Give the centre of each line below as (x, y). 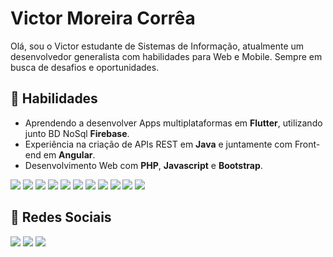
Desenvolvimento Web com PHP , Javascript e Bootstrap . (143, 165)
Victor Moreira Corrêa (103, 18)
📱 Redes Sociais (61, 217)
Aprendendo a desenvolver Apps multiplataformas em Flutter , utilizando (173, 123)
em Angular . (69, 154)
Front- (307, 144)
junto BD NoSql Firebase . (77, 133)
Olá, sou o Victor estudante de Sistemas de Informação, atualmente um (157, 46)
